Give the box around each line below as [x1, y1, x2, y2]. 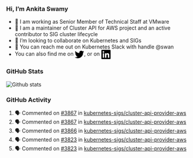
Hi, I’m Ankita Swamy [6, 5, 68, 13]
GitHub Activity [6, 95, 51, 104]
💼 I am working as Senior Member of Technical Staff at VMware [14, 18, 169, 25]
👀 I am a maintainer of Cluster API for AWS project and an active [14, 24, 171, 31]
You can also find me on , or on [14, 50, 100, 57]
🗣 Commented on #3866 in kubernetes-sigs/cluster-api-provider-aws [14, 127, 187, 134]
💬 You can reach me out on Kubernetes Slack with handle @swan [14, 43, 174, 50]
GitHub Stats [6, 67, 44, 76]
